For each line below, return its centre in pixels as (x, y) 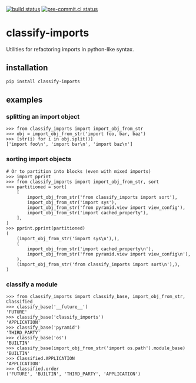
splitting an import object (43, 116)
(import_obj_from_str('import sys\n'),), (68, 238)
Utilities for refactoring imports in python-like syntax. (70, 49)
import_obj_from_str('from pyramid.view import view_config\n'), (109, 254)
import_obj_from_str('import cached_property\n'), (91, 249)
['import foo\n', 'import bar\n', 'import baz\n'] (69, 145)
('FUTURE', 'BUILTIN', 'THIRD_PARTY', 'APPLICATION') (74, 374)
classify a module (32, 284)
